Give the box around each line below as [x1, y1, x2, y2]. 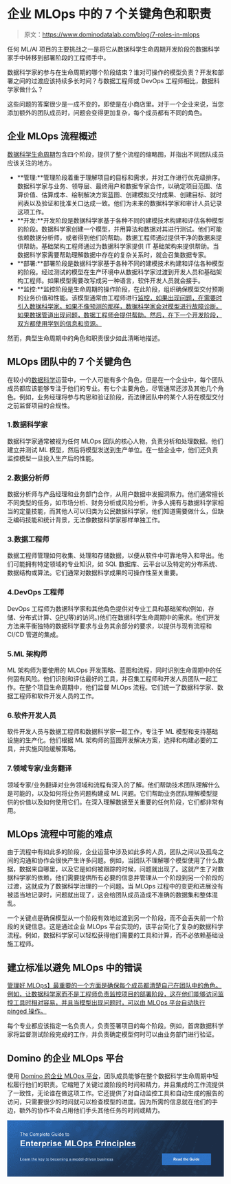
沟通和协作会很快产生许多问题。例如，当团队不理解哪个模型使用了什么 [19, 856, 218, 864]
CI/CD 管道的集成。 [7, 630, 63, 638]
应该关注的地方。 [7, 159, 56, 167]
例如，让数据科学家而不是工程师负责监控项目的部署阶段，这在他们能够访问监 [7, 990, 224, 998]
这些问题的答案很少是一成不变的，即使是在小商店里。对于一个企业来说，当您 [7, 100, 224, 108]
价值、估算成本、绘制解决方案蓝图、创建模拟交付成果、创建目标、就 [23, 190, 217, 199]
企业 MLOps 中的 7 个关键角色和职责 [7, 6, 212, 22]
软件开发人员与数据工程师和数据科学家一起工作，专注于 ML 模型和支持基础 [7, 728, 219, 736]
